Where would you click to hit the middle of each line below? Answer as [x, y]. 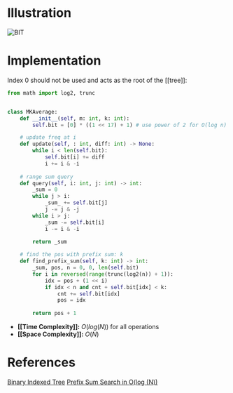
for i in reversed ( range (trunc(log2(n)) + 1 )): [103, 274]
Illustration [40, 13]
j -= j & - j [62, 209]
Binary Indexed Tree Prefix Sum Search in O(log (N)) [83, 382]
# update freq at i [48, 138]
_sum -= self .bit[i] [75, 222]
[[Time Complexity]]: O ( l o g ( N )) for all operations [88, 327]
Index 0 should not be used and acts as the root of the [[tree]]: [97, 80]
